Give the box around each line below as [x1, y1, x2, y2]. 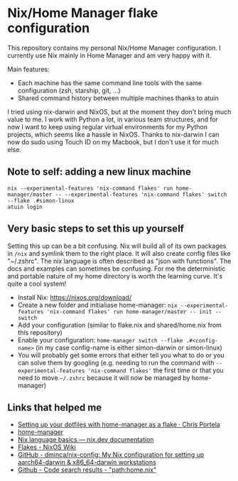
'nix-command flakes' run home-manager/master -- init [46, 308, 212, 315]
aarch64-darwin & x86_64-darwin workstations [17, 458, 156, 467]
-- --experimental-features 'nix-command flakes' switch [55, 190, 227, 198]
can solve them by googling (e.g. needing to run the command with [17, 358, 215, 367]
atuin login [7, 203, 43, 210]
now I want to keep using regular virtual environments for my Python [7, 122, 208, 131]
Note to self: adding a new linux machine [7, 166, 192, 178]
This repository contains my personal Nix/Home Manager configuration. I [7, 43, 222, 52]
